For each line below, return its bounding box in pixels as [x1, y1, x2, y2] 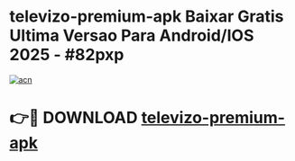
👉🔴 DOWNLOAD [9, 108, 138, 128]
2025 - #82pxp [9, 45, 124, 65]
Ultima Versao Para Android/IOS [9, 25, 254, 46]
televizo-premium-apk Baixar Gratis [9, 6, 284, 27]
